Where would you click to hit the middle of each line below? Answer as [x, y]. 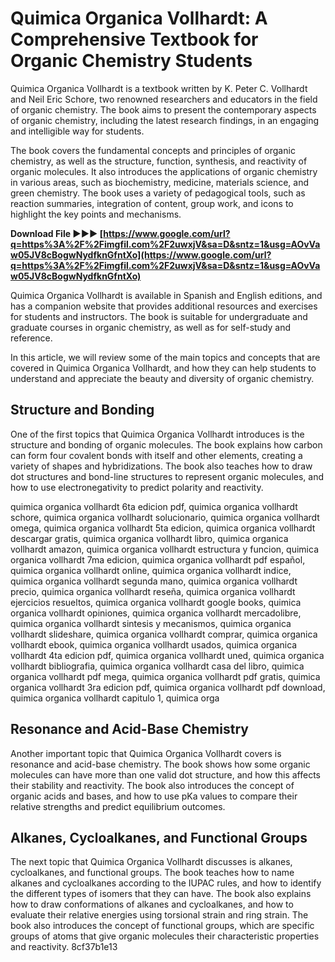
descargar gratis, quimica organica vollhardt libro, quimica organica [149, 538]
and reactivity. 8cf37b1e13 [64, 947]
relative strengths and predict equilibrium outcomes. [118, 806]
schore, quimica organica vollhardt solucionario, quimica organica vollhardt [165, 517]
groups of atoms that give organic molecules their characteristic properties [165, 936]
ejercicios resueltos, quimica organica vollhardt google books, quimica [156, 602]
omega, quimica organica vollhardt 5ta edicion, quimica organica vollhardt [163, 528]
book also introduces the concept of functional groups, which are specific [162, 926]
